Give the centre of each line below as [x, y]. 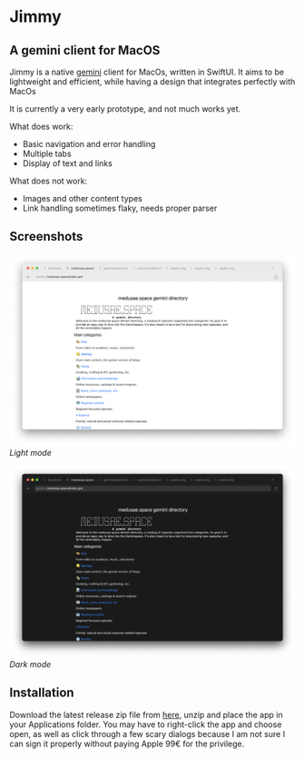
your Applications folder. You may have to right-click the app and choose [146, 724]
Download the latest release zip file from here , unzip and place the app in [146, 714]
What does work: [41, 126]
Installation [42, 693]
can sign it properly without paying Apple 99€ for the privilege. [127, 743]
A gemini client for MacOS [85, 50]
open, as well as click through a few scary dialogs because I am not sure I [147, 733]
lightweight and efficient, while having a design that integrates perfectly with [152, 82]
